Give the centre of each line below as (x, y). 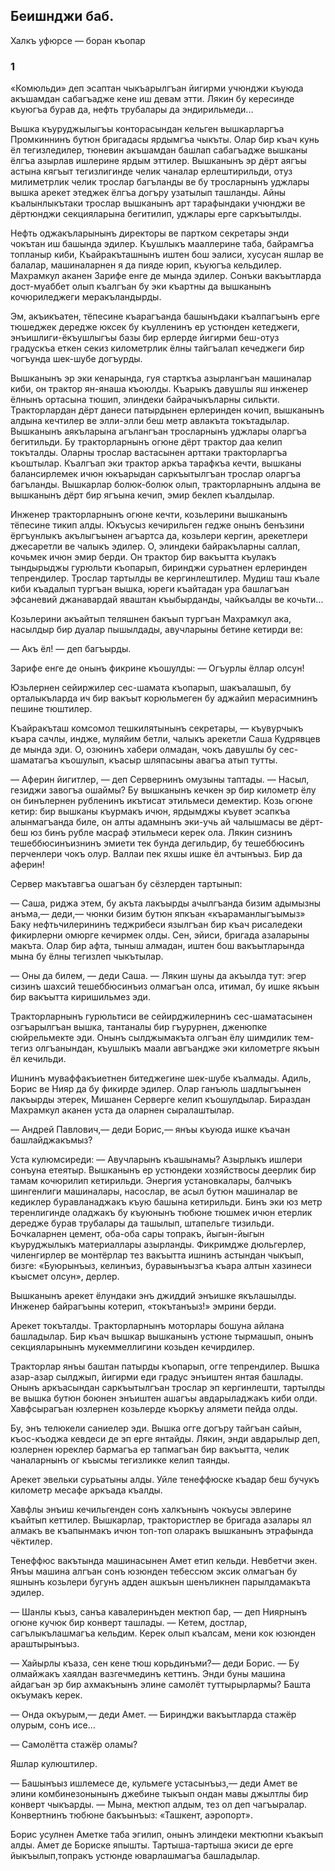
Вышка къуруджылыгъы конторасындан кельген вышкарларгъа (147, 129)
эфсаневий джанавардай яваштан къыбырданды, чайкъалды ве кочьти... (167, 600)
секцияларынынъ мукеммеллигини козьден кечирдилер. (132, 1347)
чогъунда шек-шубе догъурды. (76, 359)
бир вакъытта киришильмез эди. (80, 997)
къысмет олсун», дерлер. (65, 1276)
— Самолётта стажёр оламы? (74, 1745)
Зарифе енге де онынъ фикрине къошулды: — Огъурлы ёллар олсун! (157, 668)
